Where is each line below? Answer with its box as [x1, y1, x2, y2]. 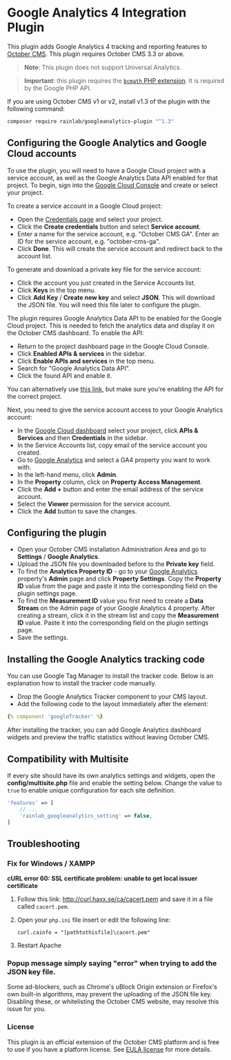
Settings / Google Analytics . [17, 553, 100, 561]
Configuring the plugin [7, 527, 107, 539]
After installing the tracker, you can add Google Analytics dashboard [7, 726, 201, 734]
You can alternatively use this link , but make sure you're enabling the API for [7, 385, 224, 393]
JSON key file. [7, 967, 57, 977]
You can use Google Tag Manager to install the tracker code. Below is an [7, 672, 214, 680]
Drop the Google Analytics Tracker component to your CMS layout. [17, 692, 208, 701]
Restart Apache [17, 941, 62, 949]
